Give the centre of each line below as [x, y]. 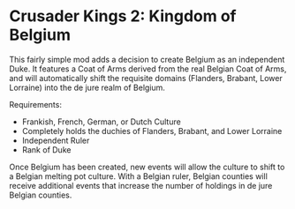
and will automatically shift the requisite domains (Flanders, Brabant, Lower [146, 78]
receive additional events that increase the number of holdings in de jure [141, 185]
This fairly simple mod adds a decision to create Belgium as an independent [147, 59]
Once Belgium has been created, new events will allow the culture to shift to [147, 167]
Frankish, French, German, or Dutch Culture [101, 122]
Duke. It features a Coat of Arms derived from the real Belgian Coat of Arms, [148, 69]
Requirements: [35, 104]
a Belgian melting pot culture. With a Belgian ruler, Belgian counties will [138, 176]
